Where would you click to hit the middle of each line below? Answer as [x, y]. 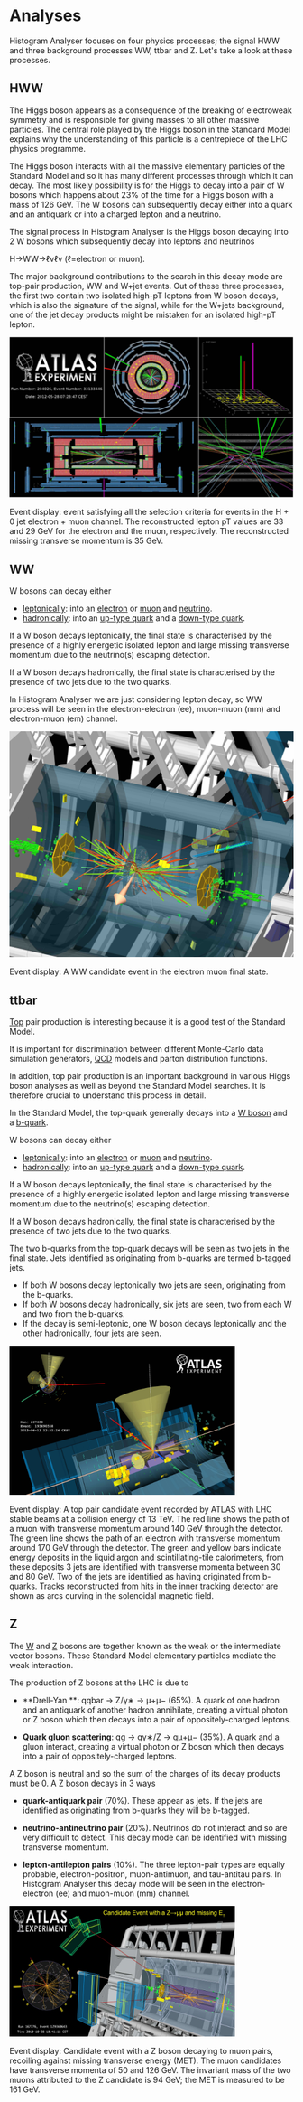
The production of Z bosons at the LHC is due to [99, 1683]
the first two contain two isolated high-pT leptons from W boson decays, [144, 296]
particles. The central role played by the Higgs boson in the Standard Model [150, 129]
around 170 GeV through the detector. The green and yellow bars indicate [146, 1548]
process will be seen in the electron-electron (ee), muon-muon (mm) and [145, 709]
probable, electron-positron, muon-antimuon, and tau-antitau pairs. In [152, 1874]
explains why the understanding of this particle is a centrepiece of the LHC [148, 139]
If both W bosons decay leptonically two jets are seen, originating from [154, 1285]
